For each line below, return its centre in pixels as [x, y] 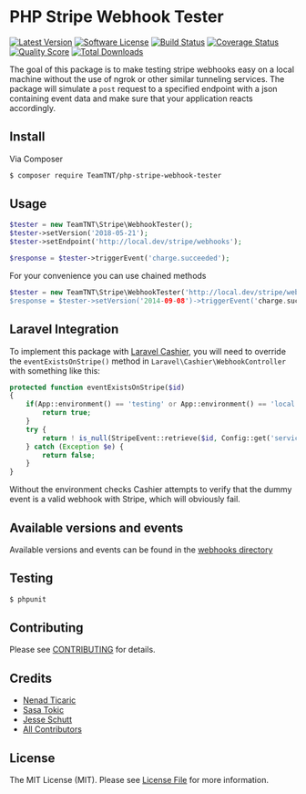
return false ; [69, 455]
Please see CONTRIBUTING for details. [83, 650]
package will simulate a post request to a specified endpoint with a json [143, 88]
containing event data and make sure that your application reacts [131, 98]
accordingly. [33, 108]
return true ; [67, 413]
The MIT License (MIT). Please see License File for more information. [139, 780]
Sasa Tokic [43, 710]
